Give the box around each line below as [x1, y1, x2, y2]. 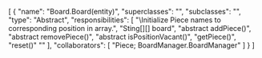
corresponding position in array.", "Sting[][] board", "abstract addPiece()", [8, 24, 252, 33]
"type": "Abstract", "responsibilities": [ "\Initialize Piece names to [8, 15, 222, 25]
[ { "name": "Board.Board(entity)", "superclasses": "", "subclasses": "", [8, 7, 242, 16]
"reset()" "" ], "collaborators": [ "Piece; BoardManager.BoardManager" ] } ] [8, 41, 255, 50]
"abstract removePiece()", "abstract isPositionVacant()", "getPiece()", [8, 32, 236, 41]
